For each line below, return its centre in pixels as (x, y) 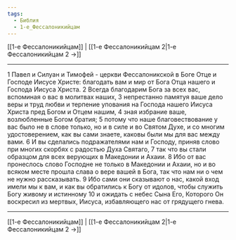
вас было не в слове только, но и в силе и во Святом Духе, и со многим (116, 127)
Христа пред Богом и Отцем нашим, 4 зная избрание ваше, (97, 112)
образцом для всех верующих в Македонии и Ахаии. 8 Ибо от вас (107, 157)
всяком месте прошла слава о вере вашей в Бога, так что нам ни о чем (115, 172)
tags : (15, 14)
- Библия (26, 20)
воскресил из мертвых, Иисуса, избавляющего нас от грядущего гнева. (116, 202)
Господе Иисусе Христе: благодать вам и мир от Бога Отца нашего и (111, 82)
